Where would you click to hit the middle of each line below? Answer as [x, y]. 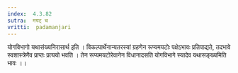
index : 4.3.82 [30, 14]
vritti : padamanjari [39, 27]
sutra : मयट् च [28, 21]
